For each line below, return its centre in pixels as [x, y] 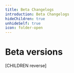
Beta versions [34, 52]
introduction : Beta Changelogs [37, 14]
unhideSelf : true [23, 23]
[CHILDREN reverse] [26, 66]
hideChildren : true [25, 19]
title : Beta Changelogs [30, 10]
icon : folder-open [24, 28]
